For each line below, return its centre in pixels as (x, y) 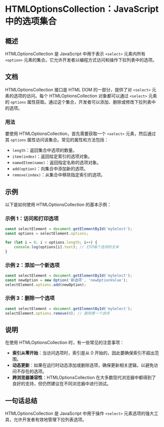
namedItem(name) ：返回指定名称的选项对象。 (57, 163)
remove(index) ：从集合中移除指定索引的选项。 (59, 175)
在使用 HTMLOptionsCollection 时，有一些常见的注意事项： (65, 342)
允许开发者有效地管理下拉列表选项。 (50, 420)
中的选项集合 (31, 21)
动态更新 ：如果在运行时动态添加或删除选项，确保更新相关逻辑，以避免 (83, 365)
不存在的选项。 (32, 371)
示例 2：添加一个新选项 (32, 265)
